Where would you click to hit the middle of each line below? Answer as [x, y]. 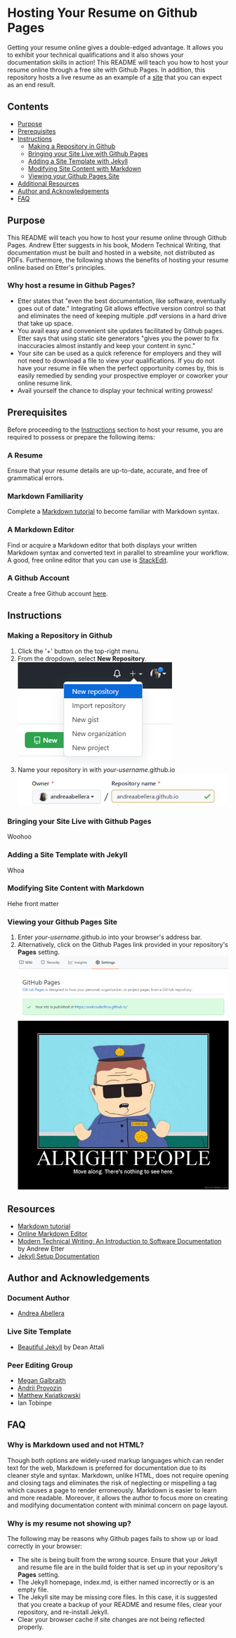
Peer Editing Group [40, 1365]
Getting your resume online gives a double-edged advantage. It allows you [115, 47]
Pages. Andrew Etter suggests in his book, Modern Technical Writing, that [114, 245]
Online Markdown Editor [52, 1233]
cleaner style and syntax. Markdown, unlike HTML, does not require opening [118, 1475]
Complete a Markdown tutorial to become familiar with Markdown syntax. [113, 512]
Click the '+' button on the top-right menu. [79, 651]
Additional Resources [48, 183]
